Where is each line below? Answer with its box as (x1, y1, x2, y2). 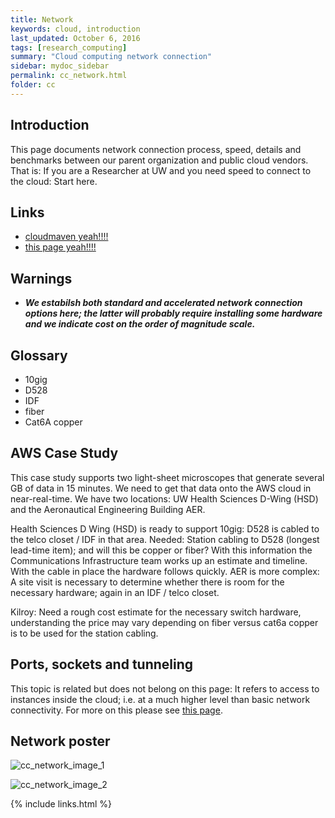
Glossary (10, 347, 68, 364)
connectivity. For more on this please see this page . (10, 704, 223, 716)
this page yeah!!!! (24, 241, 97, 253)
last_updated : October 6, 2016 (10, 33, 141, 43)
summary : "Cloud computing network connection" (10, 52, 213, 62)
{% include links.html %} (10, 798, 112, 810)
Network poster (10, 733, 111, 750)
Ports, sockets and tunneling (10, 656, 194, 673)
